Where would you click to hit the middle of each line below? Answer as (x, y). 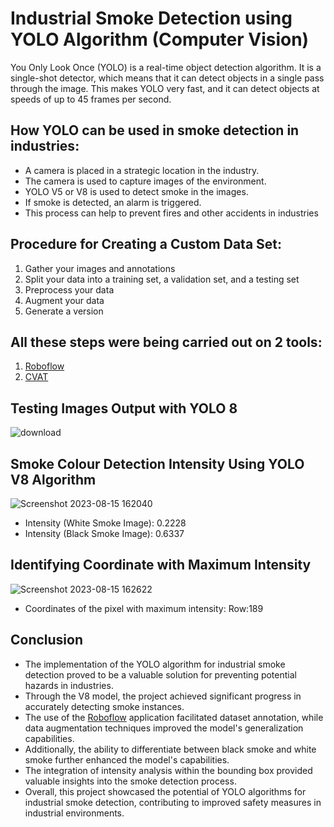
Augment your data (64, 300)
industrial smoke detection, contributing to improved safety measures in (173, 802)
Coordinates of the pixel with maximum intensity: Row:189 (144, 608)
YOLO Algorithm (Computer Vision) (160, 39)
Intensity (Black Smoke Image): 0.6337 (104, 533)
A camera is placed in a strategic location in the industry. (142, 170)
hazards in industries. (69, 685)
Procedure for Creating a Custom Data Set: (146, 244)
